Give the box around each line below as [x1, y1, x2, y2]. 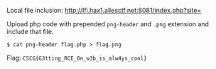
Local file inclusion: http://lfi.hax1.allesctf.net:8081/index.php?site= [6, 6, 202, 14]
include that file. [6, 28, 54, 36]
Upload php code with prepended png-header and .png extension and [6, 20, 209, 28]
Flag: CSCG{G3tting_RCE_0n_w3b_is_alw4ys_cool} [6, 53, 147, 62]
